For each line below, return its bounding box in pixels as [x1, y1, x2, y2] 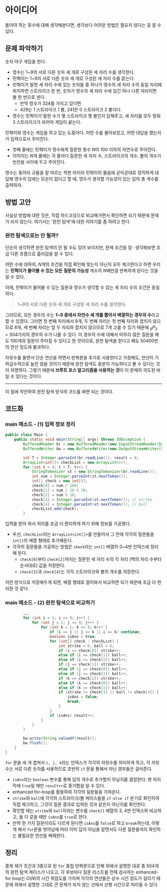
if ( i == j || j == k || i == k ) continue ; [49, 629, 141, 634]
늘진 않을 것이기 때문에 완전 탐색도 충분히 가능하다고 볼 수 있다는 [30, 360, 155, 367]
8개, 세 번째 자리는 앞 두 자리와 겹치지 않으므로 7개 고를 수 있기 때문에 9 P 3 [14, 324, 158, 331]
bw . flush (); [23, 741, 48, 746]
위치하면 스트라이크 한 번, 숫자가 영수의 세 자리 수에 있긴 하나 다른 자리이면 [12, 88, 157, 94]
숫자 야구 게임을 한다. [5, 58, 46, 64]
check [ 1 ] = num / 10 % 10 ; [31, 488, 88, 493]
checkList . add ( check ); [31, 506, 79, 512]
